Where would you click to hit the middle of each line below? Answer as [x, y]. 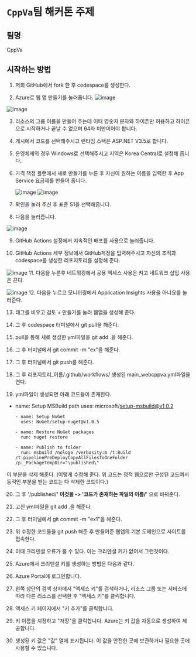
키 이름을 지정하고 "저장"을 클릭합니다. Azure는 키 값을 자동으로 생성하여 [98, 621]
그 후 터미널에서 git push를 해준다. [54, 362]
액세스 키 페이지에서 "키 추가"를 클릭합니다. [64, 608]
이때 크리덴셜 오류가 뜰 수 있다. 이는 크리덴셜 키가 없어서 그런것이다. [92, 551]
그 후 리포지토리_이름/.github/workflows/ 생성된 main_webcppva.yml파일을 [103, 374]
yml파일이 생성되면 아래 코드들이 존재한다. [63, 394]
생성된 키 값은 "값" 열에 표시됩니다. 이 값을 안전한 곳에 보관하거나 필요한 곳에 [102, 640]
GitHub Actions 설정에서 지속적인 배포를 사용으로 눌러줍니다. [85, 240]
